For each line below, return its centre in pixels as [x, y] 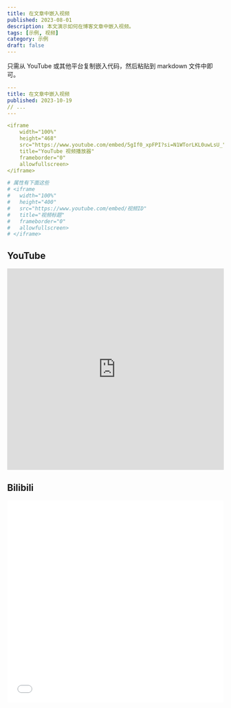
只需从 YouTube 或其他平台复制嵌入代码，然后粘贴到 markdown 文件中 [107, 66]
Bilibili [21, 488]
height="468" [38, 138]
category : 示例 [28, 39]
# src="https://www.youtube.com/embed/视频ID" [77, 208]
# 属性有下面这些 [28, 183]
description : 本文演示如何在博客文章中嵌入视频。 [71, 26]
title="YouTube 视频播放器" [57, 151]
